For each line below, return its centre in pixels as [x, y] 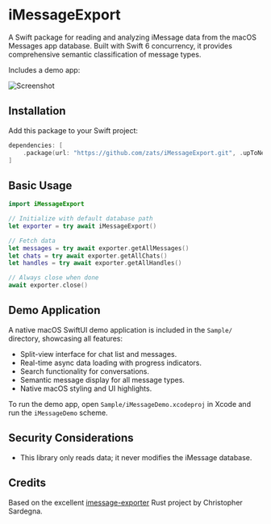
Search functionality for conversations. [85, 371]
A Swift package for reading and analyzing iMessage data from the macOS [132, 37]
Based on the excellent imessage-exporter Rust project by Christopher [126, 502]
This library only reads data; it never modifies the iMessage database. [136, 457]
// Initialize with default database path [81, 219]
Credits [27, 483]
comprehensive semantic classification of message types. [105, 54]
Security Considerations [71, 438]
